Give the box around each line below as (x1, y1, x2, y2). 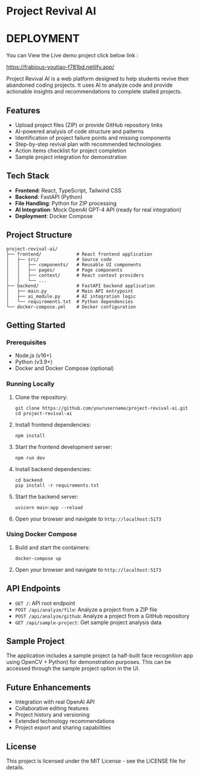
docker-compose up (14, 555, 62, 562)
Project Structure (6, 230, 72, 240)
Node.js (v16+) (14, 352, 52, 359)
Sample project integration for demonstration (14, 153, 127, 160)
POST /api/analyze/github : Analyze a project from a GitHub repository (14, 612, 190, 619)
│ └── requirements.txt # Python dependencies (6, 298, 134, 305)
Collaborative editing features (14, 705, 89, 712)
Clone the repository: (14, 393, 68, 401)
